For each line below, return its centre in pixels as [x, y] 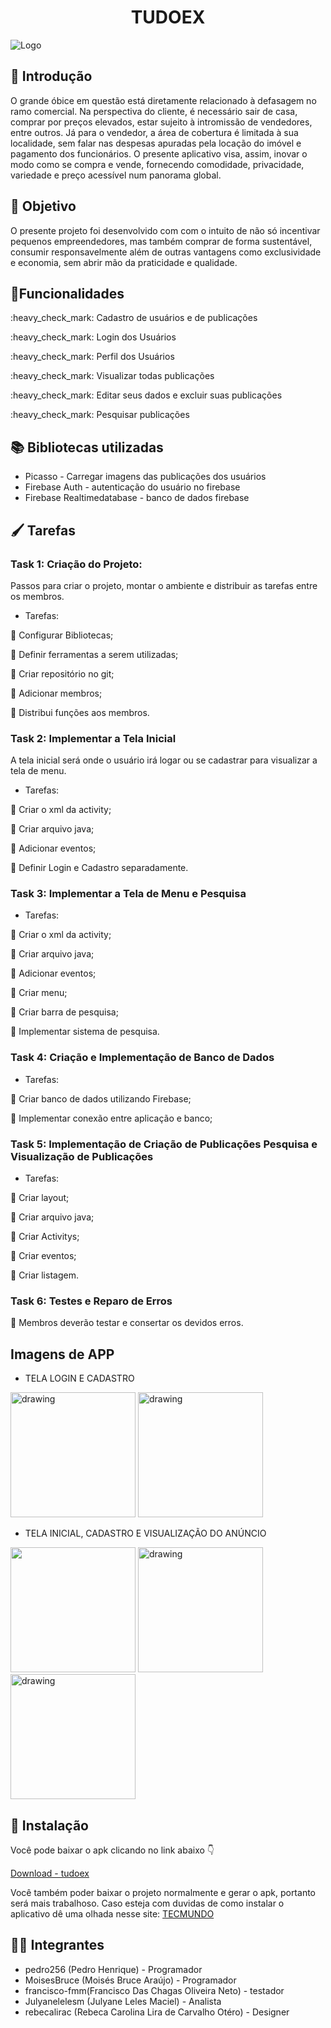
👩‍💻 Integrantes [57, 1945]
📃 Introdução [51, 76]
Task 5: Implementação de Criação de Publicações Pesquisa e [164, 1144]
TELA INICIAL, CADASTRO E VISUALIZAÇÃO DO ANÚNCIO [145, 1533]
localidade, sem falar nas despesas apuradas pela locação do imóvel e [156, 143]
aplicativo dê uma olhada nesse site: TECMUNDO [112, 1913]
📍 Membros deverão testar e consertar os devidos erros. [127, 1323]
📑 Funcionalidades [67, 293]
